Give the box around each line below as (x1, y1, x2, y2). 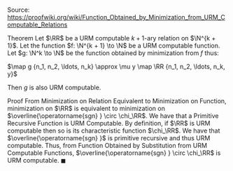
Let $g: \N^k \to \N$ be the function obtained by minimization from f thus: (7, 49, 219, 57)
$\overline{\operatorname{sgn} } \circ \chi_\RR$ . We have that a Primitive (7, 112, 219, 120)
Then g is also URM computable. (7, 83, 101, 92)
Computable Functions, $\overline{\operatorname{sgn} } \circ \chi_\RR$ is (7, 149, 221, 157)
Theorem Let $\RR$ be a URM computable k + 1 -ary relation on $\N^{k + (7, 34, 216, 43)
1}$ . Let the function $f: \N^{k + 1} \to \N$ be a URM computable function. (7, 41, 220, 50)
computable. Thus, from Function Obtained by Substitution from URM (7, 142, 208, 150)
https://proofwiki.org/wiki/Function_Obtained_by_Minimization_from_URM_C (7, 13, 225, 22)
